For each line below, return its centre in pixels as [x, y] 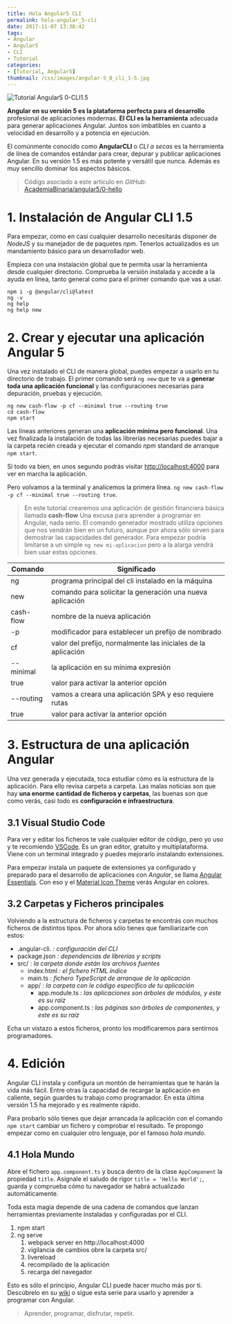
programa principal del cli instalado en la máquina [132, 581]
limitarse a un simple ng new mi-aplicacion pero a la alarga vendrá [119, 545]
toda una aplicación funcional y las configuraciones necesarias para [106, 386]
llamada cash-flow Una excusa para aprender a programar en [113, 516]
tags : [15, 33]
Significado [136, 570]
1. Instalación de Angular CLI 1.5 [100, 217]
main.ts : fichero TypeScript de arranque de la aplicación [109, 978]
